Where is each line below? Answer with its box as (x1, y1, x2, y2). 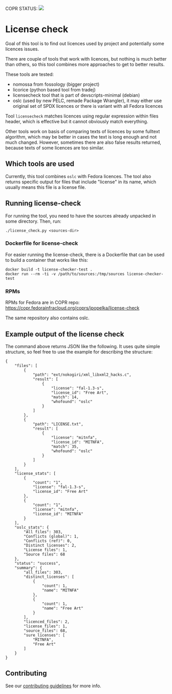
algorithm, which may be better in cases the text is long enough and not (5, 133, 157, 140)
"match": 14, (51, 394, 79, 400)
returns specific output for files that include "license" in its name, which (5, 179, 157, 185)
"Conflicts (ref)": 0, (24, 538, 72, 544)
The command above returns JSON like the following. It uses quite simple (5, 343, 160, 349)
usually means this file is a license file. (5, 184, 86, 190)
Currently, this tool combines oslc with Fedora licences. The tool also (5, 173, 152, 179)
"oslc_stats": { (14, 525, 50, 530)
